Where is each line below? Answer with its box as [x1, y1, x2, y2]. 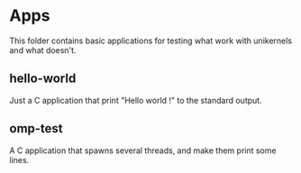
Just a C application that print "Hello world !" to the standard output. [9, 95, 263, 105]
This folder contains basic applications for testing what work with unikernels [9, 35, 293, 46]
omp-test [9, 121, 63, 136]
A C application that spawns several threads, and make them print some [9, 145, 277, 156]
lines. [9, 154, 30, 165]
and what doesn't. [9, 44, 77, 55]
